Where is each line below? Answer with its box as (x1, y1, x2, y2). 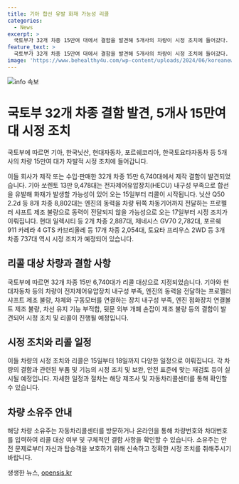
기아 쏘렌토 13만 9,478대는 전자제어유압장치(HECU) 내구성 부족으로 (28, 181, 216, 189)
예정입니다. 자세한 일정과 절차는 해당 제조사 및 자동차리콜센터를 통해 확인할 (20, 374, 228, 383)
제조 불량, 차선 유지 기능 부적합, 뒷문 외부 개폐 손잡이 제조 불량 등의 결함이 (14, 304, 219, 313)
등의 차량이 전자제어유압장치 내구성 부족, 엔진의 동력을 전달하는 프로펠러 (31, 286, 232, 295)
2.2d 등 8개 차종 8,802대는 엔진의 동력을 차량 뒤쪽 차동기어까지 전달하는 (7, 198, 208, 207)
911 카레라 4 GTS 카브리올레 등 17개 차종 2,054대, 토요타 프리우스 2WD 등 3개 (7, 226, 225, 234)
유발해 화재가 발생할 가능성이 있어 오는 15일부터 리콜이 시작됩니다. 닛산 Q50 (14, 190, 225, 198)
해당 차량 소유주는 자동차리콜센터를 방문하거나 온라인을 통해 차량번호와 (7, 426, 203, 435)
